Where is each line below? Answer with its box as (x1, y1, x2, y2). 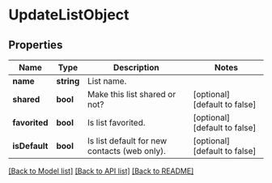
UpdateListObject (8, 6, 130, 24)
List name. (87, 75, 127, 87)
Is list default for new (87, 135, 168, 147)
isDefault (12, 140, 49, 151)
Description (113, 62, 159, 73)
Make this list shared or (87, 89, 176, 100)
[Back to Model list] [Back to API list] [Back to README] (8, 166, 194, 176)
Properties (8, 38, 63, 52)
